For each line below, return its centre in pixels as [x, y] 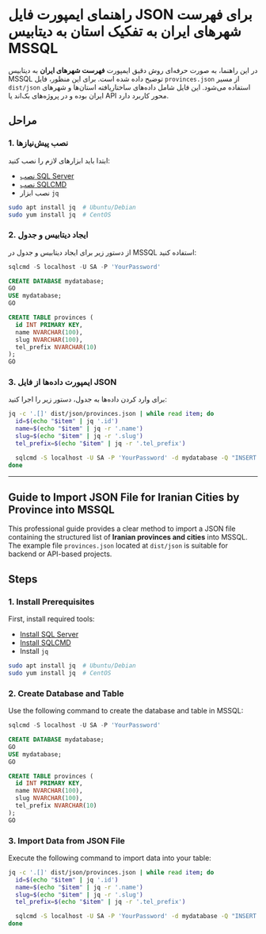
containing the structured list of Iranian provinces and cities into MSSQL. [128, 537]
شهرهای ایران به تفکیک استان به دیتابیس [125, 31]
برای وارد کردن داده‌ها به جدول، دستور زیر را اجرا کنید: [88, 399]
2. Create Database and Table [66, 694]
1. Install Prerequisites [51, 602]
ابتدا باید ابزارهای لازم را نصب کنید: [59, 160]
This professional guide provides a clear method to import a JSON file [122, 528]
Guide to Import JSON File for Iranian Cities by [124, 497]
